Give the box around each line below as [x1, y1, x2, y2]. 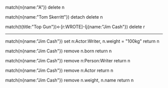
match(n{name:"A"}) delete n [5, 5, 65, 10]
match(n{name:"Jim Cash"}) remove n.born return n [5, 48, 112, 54]
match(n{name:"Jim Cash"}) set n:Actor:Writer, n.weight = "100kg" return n [5, 38, 160, 44]
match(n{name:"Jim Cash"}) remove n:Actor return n [5, 67, 113, 73]
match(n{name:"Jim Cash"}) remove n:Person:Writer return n [5, 58, 130, 63]
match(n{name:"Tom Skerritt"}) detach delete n [5, 14, 103, 20]
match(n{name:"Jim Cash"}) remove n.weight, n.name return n [5, 77, 134, 83]
